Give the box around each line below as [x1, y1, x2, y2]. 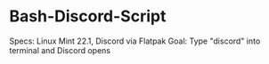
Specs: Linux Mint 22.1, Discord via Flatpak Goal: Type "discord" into [9, 36, 261, 46]
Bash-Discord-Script [9, 6, 167, 27]
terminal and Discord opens [9, 44, 111, 55]
